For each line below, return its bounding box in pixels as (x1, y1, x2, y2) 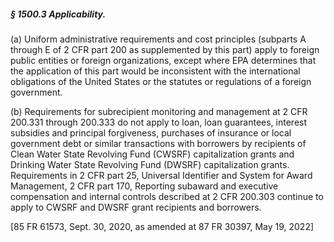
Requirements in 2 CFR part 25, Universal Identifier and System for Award (10, 169, 313, 181)
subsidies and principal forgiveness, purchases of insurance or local (10, 126, 292, 139)
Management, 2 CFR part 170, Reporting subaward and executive (10, 180, 279, 192)
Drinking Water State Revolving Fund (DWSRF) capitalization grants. (10, 158, 290, 170)
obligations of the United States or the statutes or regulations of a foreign (10, 75, 312, 87)
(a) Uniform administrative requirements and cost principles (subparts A (10, 33, 307, 45)
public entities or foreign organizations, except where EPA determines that (10, 54, 317, 66)
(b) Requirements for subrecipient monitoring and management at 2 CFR (10, 105, 308, 117)
